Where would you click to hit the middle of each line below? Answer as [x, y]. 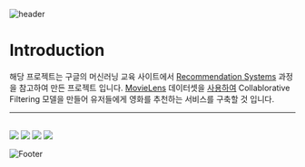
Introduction [57, 51]
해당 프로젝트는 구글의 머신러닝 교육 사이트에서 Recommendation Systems [143, 76]
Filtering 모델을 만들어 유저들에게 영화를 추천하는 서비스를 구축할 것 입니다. [142, 98]
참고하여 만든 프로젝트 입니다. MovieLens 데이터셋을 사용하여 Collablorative [154, 88]
